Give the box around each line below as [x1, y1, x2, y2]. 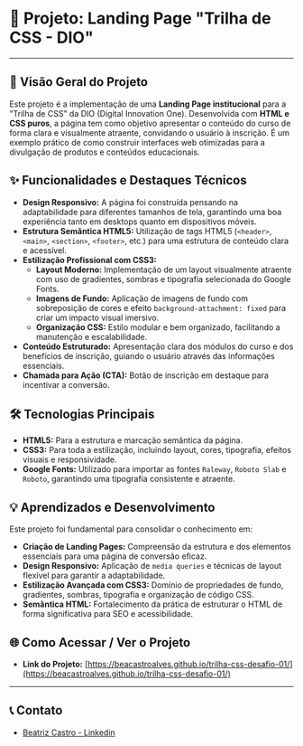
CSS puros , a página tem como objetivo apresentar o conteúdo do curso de [9, 118, 291, 128]
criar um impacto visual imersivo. [35, 312, 160, 323]
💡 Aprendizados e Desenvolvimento [9, 499, 216, 515]
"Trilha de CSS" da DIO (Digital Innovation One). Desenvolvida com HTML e [9, 108, 290, 118]
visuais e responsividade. [22, 454, 117, 465]
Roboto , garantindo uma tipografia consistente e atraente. [22, 474, 236, 485]
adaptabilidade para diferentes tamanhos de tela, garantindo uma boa [22, 206, 282, 217]
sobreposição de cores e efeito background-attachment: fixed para [35, 302, 287, 313]
